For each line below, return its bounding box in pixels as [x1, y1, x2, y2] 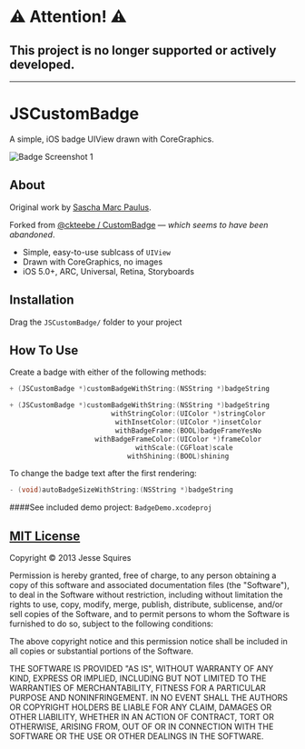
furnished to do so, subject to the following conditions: [9, 618, 213, 629]
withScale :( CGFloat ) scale [134, 443, 233, 452]
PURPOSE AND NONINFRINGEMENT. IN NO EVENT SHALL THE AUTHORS [9, 693, 289, 704]
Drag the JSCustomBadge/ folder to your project [9, 316, 182, 327]
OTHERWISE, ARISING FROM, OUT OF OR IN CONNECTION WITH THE [9, 721, 274, 733]
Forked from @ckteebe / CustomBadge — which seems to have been [9, 219, 269, 230]
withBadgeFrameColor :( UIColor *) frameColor [94, 434, 261, 444]
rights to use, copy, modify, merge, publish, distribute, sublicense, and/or [9, 599, 283, 610]
